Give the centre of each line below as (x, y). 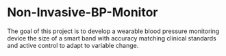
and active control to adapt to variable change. (73, 45)
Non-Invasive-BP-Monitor (83, 12)
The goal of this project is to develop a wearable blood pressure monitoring (113, 31)
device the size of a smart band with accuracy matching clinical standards (112, 38)
